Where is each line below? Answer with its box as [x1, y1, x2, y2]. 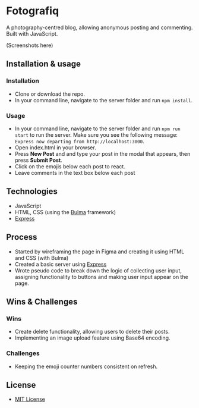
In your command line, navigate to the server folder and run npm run [14, 125, 181, 132]
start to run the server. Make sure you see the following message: [14, 131, 178, 138]
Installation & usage [6, 59, 81, 69]
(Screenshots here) [6, 42, 53, 49]
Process [6, 232, 37, 242]
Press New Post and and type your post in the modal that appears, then [14, 150, 191, 157]
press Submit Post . [14, 156, 62, 164]
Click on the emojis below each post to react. [14, 162, 126, 170]
